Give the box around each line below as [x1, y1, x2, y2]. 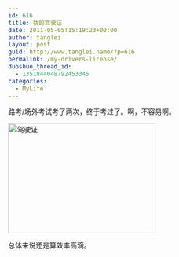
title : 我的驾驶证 [8, 19, 63, 27]
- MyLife [15, 84, 44, 93]
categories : [8, 77, 47, 85]
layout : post [8, 41, 51, 49]
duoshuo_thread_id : [8, 63, 72, 71]
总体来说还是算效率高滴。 [8, 240, 91, 250]
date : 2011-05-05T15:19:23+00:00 [8, 26, 118, 34]
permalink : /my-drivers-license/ [8, 56, 118, 64]
